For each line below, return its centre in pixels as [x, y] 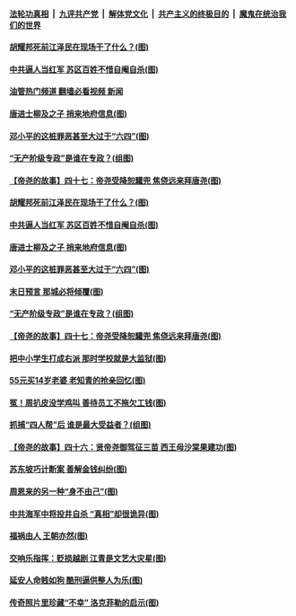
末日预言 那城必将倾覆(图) [57, 291]
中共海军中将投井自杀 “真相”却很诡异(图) [84, 514]
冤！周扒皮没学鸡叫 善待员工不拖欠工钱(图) [88, 402]
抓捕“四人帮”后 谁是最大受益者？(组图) [80, 425]
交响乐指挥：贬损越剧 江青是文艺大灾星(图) [88, 558]
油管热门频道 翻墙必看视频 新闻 [66, 92]
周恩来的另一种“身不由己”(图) [64, 492]
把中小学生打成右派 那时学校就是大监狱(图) [88, 358]
